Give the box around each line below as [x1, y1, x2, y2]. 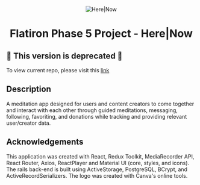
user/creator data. [6, 119, 51, 127]
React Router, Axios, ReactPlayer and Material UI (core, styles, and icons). [6, 159, 190, 166]
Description [6, 84, 51, 95]
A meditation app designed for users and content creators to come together [6, 100, 195, 107]
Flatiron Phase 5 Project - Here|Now [10, 27, 193, 40]
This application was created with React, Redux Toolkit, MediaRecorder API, [6, 152, 195, 160]
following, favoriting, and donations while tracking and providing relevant [6, 113, 187, 120]
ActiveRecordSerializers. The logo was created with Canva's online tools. [6, 172, 188, 179]
